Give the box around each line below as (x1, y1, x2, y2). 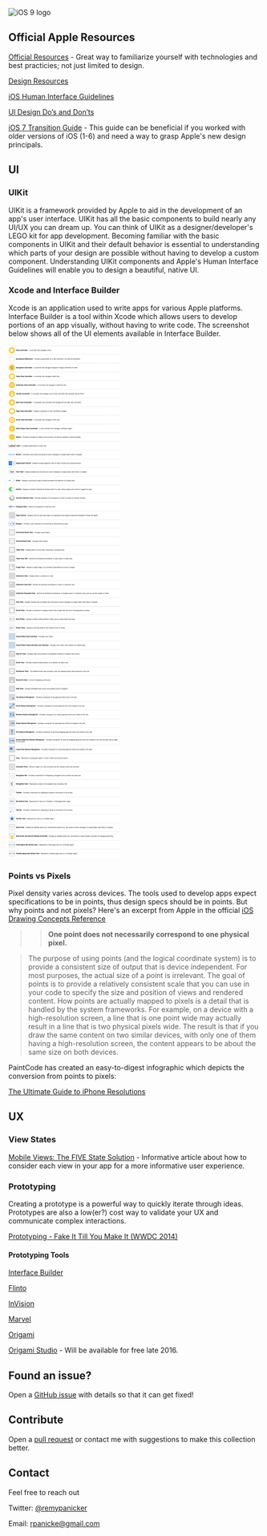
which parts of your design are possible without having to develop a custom (8, 248, 259, 257)
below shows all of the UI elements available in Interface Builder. (8, 329, 221, 338)
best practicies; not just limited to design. (8, 60, 144, 70)
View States (8, 1134, 56, 1146)
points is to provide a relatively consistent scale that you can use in (27, 979, 250, 989)
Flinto (8, 1283, 27, 1293)
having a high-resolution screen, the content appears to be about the (27, 1039, 257, 1049)
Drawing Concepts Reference (8, 914, 106, 924)
